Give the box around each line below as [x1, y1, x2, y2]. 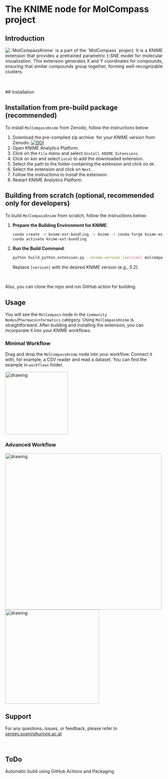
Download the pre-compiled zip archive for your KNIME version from [12, 134, 155, 140]
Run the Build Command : [12, 245, 65, 251]
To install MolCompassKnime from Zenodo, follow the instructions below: [5, 124, 149, 131]
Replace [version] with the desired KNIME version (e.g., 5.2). [12, 264, 139, 270]
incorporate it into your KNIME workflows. [5, 327, 91, 333]
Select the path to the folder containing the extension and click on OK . [12, 161, 155, 167]
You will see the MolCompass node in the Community [5, 311, 107, 317]
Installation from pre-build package [5, 104, 118, 112]
